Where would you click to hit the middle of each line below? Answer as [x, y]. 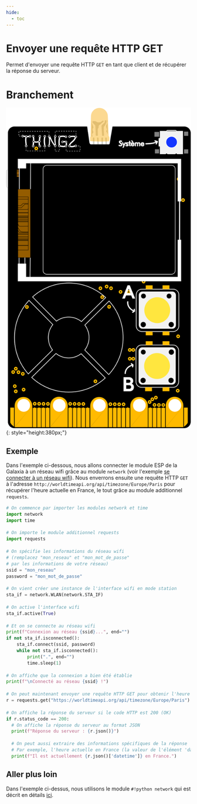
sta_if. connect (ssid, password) [56, 645]
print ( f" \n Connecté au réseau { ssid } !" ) [57, 682]
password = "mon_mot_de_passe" [44, 576]
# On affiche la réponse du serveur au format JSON [76, 725]
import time [21, 521]
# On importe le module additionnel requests [62, 533]
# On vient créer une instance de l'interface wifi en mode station [91, 589]
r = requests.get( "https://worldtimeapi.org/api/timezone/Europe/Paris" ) [98, 700]
